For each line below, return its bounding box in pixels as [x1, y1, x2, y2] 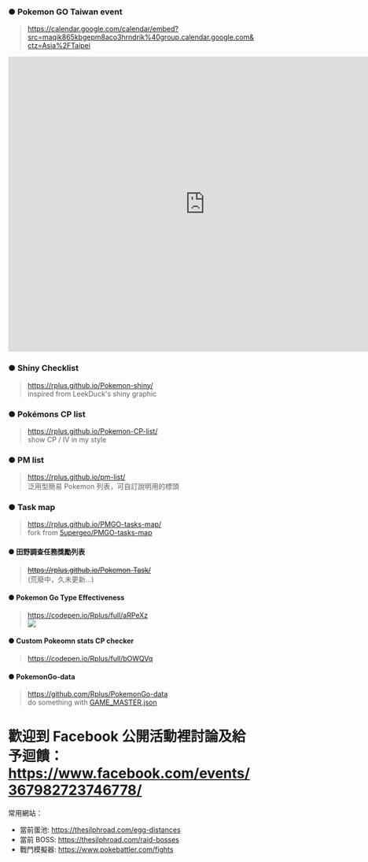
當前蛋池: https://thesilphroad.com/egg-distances [19, 825, 181, 834]
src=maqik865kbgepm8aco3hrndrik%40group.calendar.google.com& [27, 32, 254, 42]
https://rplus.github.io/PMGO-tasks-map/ [27, 520, 162, 529]
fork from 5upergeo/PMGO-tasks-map [27, 528, 153, 538]
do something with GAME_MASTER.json [27, 697, 157, 707]
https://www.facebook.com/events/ [8, 764, 250, 782]
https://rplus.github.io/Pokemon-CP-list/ [27, 426, 158, 435]
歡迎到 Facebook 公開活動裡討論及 [8, 727, 232, 745]
